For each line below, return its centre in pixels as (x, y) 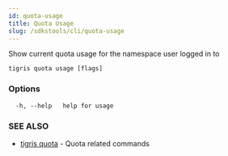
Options (24, 89)
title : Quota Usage (41, 23)
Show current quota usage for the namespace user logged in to (114, 54)
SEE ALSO (29, 126)
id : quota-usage (36, 16)
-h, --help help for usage (65, 106)
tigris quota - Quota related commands (84, 143)
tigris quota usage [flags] (56, 69)
